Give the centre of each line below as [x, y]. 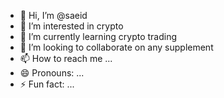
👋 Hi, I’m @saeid [53, 15]
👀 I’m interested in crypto [71, 26]
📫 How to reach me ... [66, 58]
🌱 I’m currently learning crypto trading [98, 36]
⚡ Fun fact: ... [47, 84]
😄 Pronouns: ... [52, 73]
